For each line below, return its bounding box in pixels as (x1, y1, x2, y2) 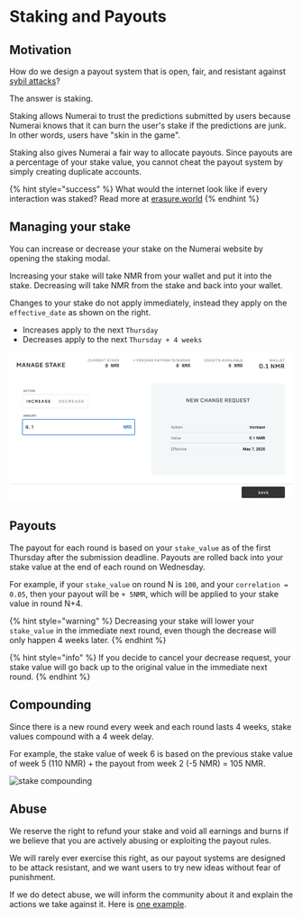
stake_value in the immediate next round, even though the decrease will (9, 624, 277, 636)
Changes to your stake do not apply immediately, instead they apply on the (9, 297, 288, 308)
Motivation (9, 42, 72, 58)
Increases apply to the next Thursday (22, 324, 159, 335)
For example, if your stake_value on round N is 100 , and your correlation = (9, 578, 288, 589)
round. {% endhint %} (9, 671, 91, 682)
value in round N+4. (9, 597, 83, 609)
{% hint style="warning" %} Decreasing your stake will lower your (9, 615, 255, 626)
